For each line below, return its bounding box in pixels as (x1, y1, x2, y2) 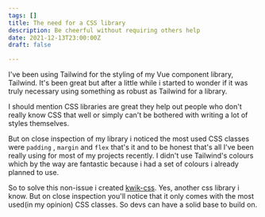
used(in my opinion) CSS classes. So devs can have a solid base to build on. (8, 200, 258, 210)
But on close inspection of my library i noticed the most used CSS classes (8, 134, 250, 143)
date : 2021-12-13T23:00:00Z (8, 33, 102, 42)
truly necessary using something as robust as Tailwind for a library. (8, 86, 228, 96)
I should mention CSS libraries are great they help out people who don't (8, 102, 242, 112)
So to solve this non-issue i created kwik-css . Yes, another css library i (8, 183, 240, 192)
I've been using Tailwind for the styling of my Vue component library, (8, 70, 234, 79)
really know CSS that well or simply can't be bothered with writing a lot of (8, 110, 248, 120)
